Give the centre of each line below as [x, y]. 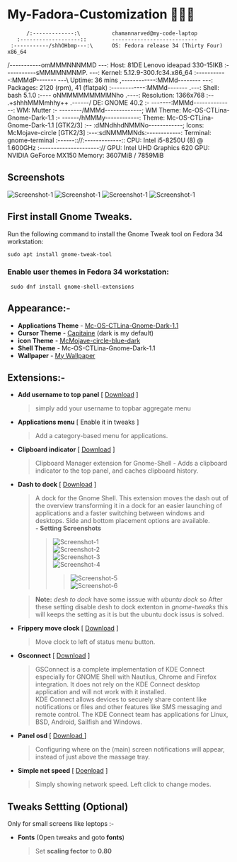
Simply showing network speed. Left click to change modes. [123, 784]
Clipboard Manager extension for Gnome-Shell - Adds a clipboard [131, 464]
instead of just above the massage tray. [93, 757]
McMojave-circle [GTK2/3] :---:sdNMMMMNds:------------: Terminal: [109, 132]
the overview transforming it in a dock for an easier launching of [129, 506]
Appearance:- [39, 308]
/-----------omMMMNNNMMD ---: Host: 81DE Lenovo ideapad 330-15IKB [115, 65]
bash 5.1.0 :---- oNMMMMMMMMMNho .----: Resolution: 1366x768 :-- [111, 95]
